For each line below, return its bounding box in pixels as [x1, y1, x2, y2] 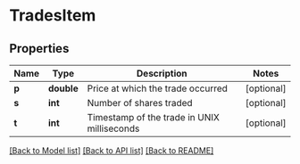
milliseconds [87, 122, 140, 135]
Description [137, 68, 187, 79]
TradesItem [9, 5, 96, 26]
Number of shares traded [87, 97, 194, 109]
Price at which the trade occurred [87, 82, 228, 94]
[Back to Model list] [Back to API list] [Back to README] [9, 145, 214, 156]
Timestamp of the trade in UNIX [87, 111, 221, 123]
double [47, 82, 79, 94]
